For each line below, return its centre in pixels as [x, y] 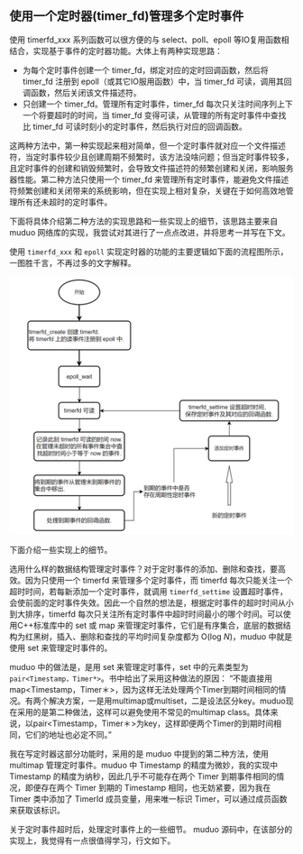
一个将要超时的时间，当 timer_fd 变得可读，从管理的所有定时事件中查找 [154, 115]
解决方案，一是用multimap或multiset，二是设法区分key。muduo [167, 701]
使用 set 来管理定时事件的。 [61, 647]
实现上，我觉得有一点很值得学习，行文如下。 [92, 840]
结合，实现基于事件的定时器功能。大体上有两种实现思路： [116, 51]
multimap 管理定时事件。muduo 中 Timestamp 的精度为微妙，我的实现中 [143, 765]
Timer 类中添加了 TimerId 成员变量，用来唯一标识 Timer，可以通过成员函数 [148, 799]
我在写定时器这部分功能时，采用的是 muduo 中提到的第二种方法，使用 [139, 753]
